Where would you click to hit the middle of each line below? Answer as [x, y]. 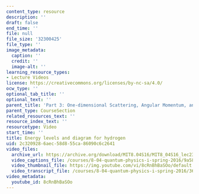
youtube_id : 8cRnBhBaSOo [42, 182]
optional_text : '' [29, 99]
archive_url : [28, 154]
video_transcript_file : [41, 171]
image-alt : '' [29, 67]
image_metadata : [26, 50]
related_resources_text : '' [41, 116]
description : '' [26, 17]
